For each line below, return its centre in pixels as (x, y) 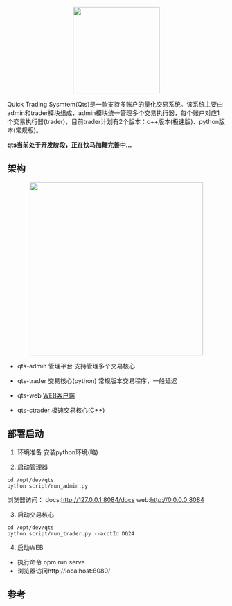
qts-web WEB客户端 (46, 395)
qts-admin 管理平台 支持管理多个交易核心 (76, 366)
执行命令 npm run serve (51, 562)
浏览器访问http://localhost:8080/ (64, 571)
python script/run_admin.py (48, 486)
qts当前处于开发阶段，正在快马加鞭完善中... (70, 145)
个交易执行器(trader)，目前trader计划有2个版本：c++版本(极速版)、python (113, 122)
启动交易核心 (35, 514)
